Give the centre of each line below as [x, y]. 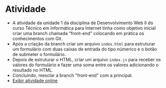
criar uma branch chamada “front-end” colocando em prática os [78, 33]
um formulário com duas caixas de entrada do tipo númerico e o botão [85, 49]
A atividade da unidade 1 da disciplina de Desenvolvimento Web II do [83, 23]
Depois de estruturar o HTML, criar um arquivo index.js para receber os [86, 59]
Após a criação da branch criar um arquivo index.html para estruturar [84, 44]
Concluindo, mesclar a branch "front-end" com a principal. [73, 75]
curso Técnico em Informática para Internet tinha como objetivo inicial [84, 28]
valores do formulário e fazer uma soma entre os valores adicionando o [85, 65]
